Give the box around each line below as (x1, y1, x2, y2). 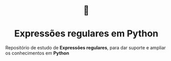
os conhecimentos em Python (5, 50, 69, 56)
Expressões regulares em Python (14, 28, 159, 40)
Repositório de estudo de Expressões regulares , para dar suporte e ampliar (5, 45, 166, 51)
